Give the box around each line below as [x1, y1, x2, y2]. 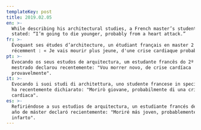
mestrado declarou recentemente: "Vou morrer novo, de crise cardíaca [11, 64, 191, 71]
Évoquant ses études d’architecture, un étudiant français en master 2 [11, 43, 194, 49]
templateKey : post [6, 8, 52, 15]
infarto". [11, 114, 36, 120]
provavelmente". [11, 70, 52, 76]
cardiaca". [11, 92, 39, 98]
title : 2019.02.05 [6, 14, 52, 20]
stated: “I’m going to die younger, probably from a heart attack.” [11, 31, 186, 37]
